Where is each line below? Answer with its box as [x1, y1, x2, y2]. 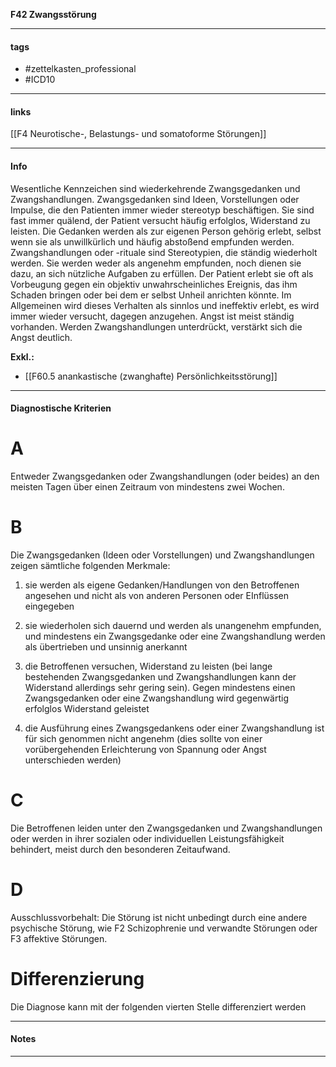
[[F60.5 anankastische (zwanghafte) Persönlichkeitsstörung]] [24, 370, 278, 382]
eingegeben [24, 600, 75, 613]
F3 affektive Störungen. [10, 932, 108, 944]
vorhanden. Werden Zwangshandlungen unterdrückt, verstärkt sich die [10, 320, 303, 333]
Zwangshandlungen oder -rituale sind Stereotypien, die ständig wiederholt [10, 246, 318, 258]
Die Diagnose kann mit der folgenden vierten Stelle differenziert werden [10, 1000, 307, 1013]
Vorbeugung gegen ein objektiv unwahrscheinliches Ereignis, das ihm [10, 278, 298, 290]
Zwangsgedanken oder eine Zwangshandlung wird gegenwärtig [24, 692, 289, 704]
